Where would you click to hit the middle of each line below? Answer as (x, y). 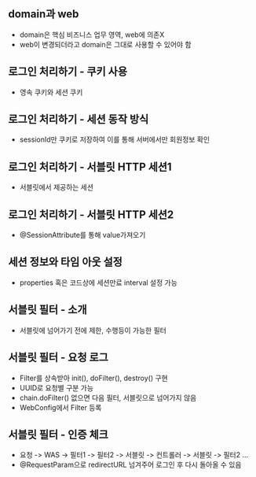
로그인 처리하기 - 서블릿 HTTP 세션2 (91, 214)
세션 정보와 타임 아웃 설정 (66, 262)
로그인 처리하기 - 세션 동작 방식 (79, 119)
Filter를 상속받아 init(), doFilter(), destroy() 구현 (93, 378)
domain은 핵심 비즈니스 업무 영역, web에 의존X (92, 35)
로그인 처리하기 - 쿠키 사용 (68, 72)
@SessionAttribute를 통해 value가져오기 (82, 235)
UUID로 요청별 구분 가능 (57, 387)
